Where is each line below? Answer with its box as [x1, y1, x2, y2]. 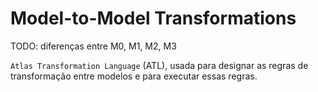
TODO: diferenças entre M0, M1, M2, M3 [10, 40, 177, 52]
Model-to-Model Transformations [10, 7, 297, 30]
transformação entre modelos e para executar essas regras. [10, 70, 258, 82]
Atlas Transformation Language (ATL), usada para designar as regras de [10, 59, 309, 71]
